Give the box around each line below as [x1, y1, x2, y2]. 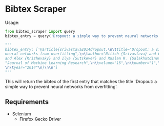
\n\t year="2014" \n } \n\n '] [5, 65, 58, 70]
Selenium [12, 111, 31, 117]
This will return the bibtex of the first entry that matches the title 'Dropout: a [5, 78, 157, 84]
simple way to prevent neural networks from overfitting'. [5, 84, 118, 89]
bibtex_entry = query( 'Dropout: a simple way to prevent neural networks [5, 33, 159, 39]
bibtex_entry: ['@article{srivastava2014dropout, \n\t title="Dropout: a [5, 47, 154, 52]
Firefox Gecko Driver [19, 116, 61, 122]
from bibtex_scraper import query [5, 29, 76, 34]
